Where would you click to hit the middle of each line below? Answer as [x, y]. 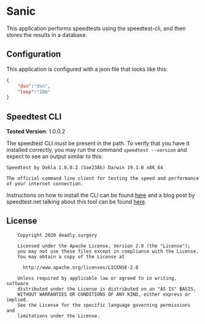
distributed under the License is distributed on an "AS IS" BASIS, [107, 289]
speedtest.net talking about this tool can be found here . [76, 202]
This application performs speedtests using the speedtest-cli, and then [96, 28]
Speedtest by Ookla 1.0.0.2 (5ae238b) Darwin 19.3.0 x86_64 [85, 168]
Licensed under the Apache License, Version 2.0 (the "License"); [104, 246]
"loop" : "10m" [34, 92]
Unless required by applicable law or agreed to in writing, [97, 278]
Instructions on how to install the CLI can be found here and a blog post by [101, 196]
